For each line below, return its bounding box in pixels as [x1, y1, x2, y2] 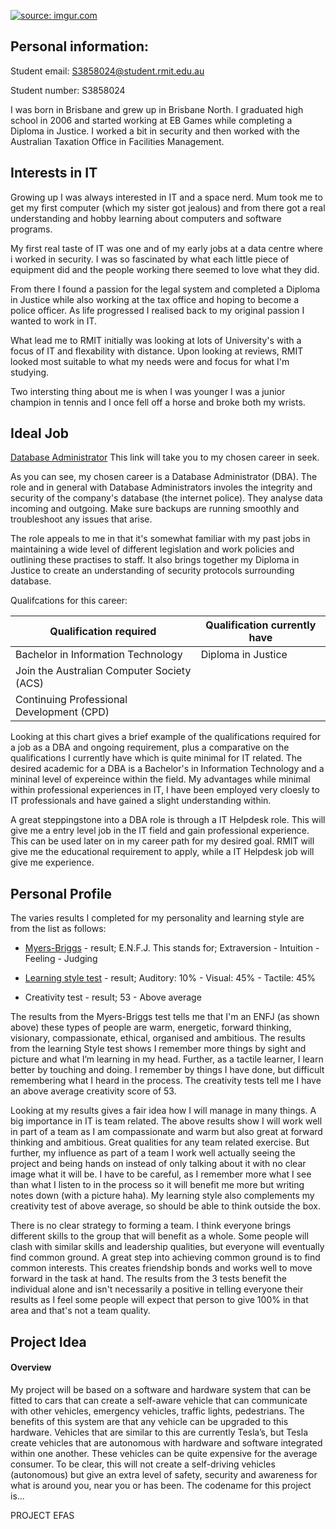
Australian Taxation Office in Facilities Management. [10, 135, 225, 147]
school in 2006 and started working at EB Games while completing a [10, 114, 293, 126]
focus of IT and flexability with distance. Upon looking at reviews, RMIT [10, 345, 304, 357]
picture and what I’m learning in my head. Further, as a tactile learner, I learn [10, 1053, 324, 1065]
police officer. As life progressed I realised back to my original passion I [10, 304, 305, 316]
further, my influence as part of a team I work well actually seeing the [10, 1147, 296, 1159]
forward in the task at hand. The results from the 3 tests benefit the [10, 1273, 287, 1285]
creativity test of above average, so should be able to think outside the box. [10, 1200, 321, 1212]
